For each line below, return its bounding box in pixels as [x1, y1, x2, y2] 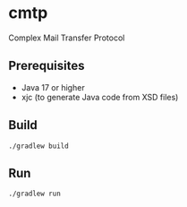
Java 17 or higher [21, 82, 86, 92]
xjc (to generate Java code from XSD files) [21, 91, 179, 102]
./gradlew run [8, 189, 62, 199]
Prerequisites [8, 58, 85, 73]
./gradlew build [8, 142, 69, 151]
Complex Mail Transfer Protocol [8, 32, 125, 43]
